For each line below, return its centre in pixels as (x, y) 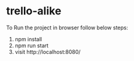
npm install (28, 39)
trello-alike (34, 11)
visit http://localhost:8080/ (48, 51)
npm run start (32, 45)
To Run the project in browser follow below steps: (67, 28)
